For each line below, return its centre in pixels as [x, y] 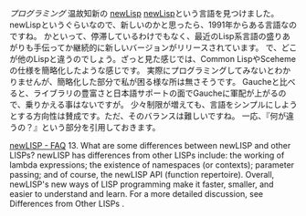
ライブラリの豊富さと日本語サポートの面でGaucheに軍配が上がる [156, 93]
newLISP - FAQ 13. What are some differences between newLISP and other [150, 145]
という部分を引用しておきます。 [100, 127]
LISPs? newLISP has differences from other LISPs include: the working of [147, 155]
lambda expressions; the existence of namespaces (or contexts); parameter [152, 165]
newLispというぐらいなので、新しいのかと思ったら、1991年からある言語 [145, 25]
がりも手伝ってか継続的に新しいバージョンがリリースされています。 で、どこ [153, 47]
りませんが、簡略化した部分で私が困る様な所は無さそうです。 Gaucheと [145, 82]
